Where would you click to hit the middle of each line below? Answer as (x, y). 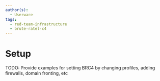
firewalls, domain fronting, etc (36, 73)
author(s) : (17, 10)
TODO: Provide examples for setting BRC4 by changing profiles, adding (80, 68)
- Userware (21, 15)
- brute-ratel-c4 (28, 29)
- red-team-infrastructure (38, 24)
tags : (11, 19)
